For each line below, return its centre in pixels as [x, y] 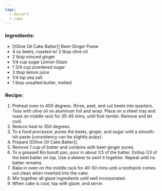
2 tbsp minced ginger [34, 57]
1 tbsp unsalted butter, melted [42, 82]
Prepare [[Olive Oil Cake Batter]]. [45, 142]
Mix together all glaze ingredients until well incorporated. [69, 178]
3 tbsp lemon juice [31, 72]
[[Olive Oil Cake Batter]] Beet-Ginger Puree [55, 46]
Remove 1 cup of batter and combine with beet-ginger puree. [73, 147]
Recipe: [14, 95]
